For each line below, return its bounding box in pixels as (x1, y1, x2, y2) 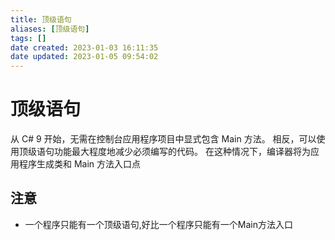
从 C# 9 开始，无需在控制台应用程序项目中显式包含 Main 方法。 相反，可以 (10, 133, 317, 145)
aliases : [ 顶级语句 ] (10, 24, 90, 34)
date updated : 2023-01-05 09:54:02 (10, 52, 159, 62)
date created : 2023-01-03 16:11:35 (10, 42, 159, 53)
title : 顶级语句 (10, 14, 72, 25)
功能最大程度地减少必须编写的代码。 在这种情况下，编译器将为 (53, 146, 311, 158)
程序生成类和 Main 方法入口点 (18, 158, 142, 170)
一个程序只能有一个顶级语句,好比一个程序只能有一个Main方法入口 (24, 218, 293, 230)
